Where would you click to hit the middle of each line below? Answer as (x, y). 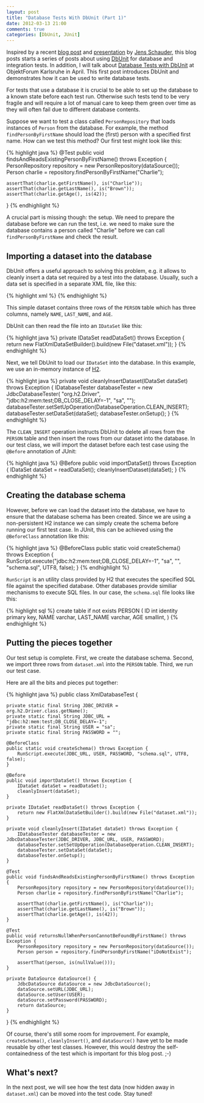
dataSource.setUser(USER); (51, 995)
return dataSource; (42, 1005)
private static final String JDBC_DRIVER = (62, 705)
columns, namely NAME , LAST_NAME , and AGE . (59, 314)
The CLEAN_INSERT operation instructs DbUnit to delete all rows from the (96, 431)
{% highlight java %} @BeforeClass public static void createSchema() (93, 548)
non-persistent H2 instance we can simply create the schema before (92, 523)
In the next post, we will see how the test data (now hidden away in (90, 1087)
